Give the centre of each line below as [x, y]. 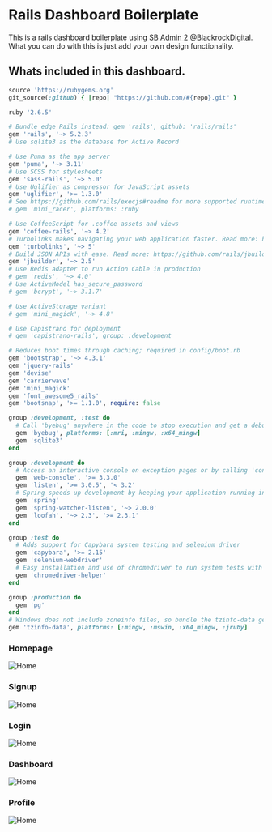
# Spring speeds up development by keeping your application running [135, 493]
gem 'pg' [30, 605]
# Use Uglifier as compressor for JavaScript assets [99, 187]
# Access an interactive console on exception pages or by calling [132, 470]
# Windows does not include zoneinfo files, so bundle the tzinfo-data [132, 620]
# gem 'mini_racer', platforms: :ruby [74, 209]
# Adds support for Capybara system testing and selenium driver [128, 545]
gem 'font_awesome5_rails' [54, 396]
